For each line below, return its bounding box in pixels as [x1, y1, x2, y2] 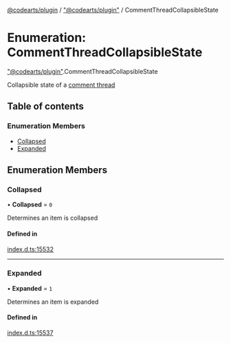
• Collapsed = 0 [7, 200, 53, 209]
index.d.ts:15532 [7, 245, 54, 253]
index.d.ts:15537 [7, 329, 54, 337]
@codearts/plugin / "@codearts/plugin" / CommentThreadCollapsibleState [7, 6, 219, 14]
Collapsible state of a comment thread [7, 81, 115, 89]
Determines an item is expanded [7, 298, 99, 306]
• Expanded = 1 [7, 284, 53, 292]
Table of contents [7, 101, 84, 112]
